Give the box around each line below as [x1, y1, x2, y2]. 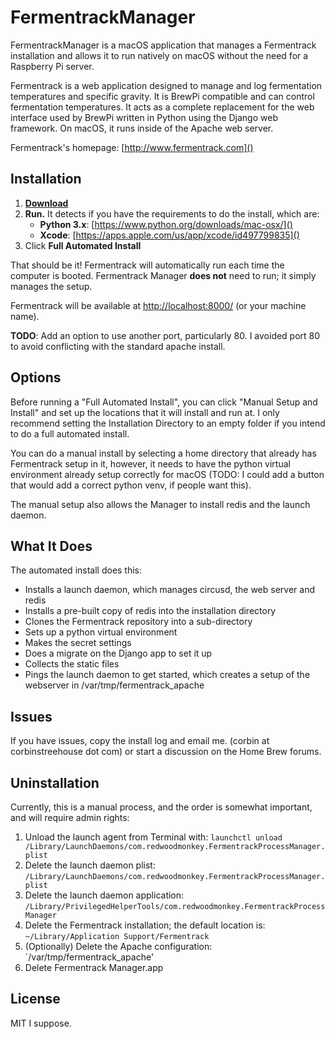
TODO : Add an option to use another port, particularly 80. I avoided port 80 [10, 329, 321, 341]
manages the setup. [10, 280, 93, 292]
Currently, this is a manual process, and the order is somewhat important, [10, 801, 313, 813]
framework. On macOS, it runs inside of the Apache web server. [10, 122, 274, 134]
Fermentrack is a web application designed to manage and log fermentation [10, 79, 323, 91]
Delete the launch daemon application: [24, 889, 185, 901]
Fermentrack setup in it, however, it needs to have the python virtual [10, 457, 291, 470]
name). [10, 310, 40, 322]
